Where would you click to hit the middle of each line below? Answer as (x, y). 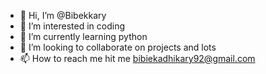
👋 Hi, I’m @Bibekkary (63, 15)
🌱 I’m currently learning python (83, 36)
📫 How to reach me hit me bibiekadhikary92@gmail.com (137, 58)
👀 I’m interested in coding (72, 26)
